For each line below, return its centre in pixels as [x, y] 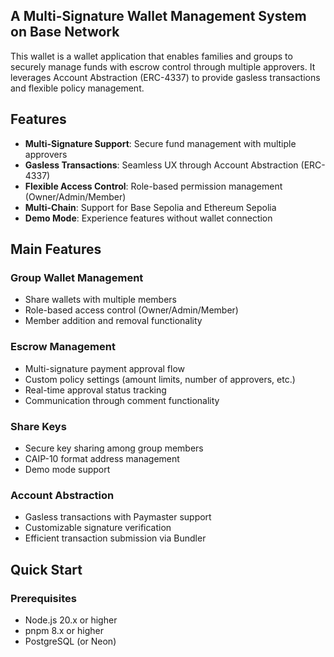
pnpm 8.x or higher [64, 630]
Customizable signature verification [98, 528]
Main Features [56, 249]
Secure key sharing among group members [114, 448]
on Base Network [65, 32]
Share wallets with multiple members [100, 300]
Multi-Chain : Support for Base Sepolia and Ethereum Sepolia [150, 207]
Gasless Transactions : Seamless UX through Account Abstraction [161, 165]
